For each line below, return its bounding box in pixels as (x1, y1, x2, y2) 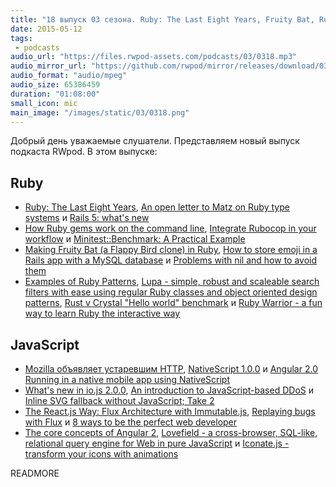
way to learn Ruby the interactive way (24, 307, 181, 320)
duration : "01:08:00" (10, 89, 101, 99)
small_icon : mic (10, 98, 78, 108)
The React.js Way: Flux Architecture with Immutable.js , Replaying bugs (24, 406, 316, 417)
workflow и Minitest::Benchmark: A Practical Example (24, 233, 246, 245)
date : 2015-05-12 (10, 24, 83, 34)
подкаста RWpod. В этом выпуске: (10, 146, 158, 158)
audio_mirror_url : (10, 61, 87, 71)
